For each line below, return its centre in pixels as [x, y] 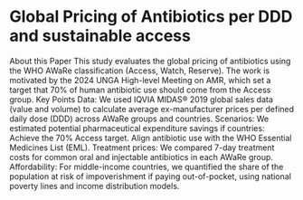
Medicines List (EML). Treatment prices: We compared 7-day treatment [142, 148]
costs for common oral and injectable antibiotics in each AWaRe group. [142, 157]
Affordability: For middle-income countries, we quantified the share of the [147, 167]
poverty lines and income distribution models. [95, 186]
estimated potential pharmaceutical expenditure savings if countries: [137, 128]
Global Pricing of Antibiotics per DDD [151, 17]
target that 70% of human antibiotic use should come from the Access [140, 90]
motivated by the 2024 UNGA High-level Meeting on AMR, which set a [140, 80]
